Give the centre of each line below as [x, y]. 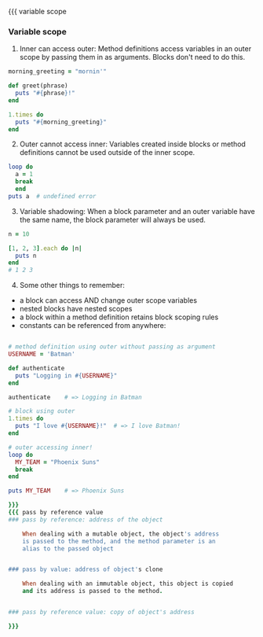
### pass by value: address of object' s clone [86, 569]
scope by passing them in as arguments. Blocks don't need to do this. [132, 57]
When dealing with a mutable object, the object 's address [121, 534]
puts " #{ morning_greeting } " [61, 122]
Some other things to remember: [72, 285]
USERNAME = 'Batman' [42, 354]
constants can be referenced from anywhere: [93, 326]
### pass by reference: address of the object [86, 519]
